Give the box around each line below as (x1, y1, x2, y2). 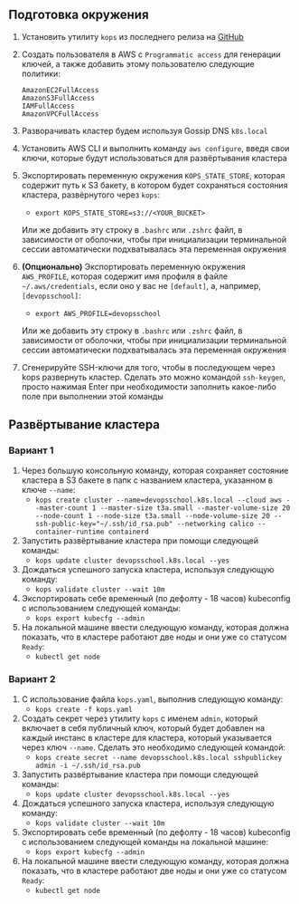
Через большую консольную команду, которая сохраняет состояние (21, 465, 289, 476)
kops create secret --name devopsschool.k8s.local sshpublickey (34, 753, 283, 762)
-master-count (34, 503, 89, 513)
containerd (107, 527, 150, 536)
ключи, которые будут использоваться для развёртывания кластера (21, 152, 288, 163)
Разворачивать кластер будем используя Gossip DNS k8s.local (21, 125, 268, 136)
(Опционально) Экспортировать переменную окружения (21, 261, 246, 272)
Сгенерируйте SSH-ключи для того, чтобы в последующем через (21, 361, 276, 372)
